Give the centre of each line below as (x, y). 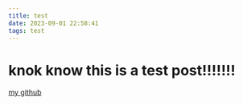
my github (25, 92)
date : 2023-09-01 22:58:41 (54, 23)
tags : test (27, 30)
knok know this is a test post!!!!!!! (122, 70)
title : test (28, 16)
